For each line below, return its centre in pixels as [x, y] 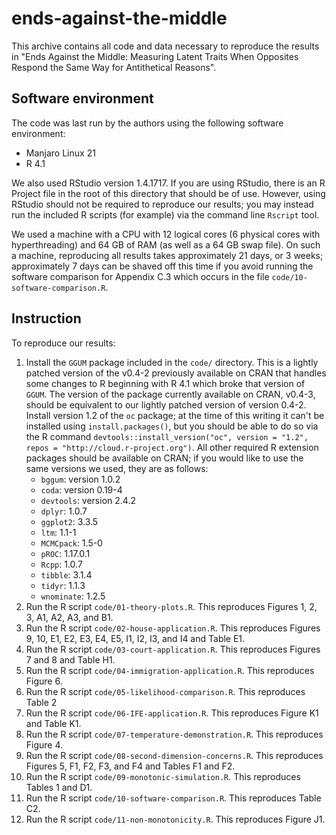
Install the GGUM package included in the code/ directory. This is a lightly [172, 362]
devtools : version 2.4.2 [88, 500]
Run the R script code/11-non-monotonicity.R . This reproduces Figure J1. [175, 819]
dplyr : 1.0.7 [64, 511]
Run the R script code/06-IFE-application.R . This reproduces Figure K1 [172, 713]
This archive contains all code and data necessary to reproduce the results [165, 46]
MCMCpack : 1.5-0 [71, 543]
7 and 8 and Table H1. [70, 659]
